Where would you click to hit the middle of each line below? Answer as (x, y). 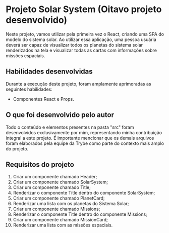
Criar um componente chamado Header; (55, 177)
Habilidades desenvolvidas (49, 72)
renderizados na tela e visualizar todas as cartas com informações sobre (81, 50)
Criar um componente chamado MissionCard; (60, 220)
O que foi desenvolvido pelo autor (60, 115)
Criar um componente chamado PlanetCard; (59, 198)
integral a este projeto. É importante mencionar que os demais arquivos (80, 138)
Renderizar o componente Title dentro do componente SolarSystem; (84, 193)
